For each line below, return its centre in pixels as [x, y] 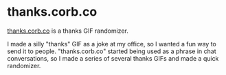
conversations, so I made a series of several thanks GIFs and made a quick [113, 58]
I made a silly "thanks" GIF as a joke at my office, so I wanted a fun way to [112, 44]
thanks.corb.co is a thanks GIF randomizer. [68, 31]
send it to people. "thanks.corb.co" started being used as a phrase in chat [112, 51]
